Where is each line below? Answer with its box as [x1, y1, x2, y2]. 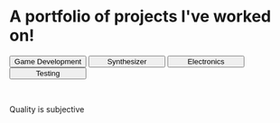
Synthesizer [107, 57, 147, 66]
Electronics [187, 57, 225, 66]
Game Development [14, 57, 82, 66]
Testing [35, 68, 61, 78]
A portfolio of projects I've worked [9, 6, 272, 27]
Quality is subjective [9, 103, 85, 114]
